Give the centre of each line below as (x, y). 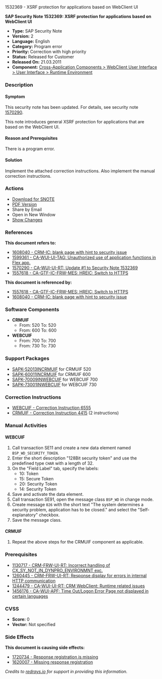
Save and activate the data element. (48, 494)
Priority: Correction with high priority (49, 51)
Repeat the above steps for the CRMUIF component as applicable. (78, 542)
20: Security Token (38, 484)
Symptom (15, 96)
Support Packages (27, 358)
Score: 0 (21, 619)
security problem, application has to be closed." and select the (74, 510)
